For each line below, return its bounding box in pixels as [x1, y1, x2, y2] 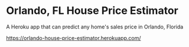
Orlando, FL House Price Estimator [6, 4, 178, 17]
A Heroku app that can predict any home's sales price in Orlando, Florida [6, 23, 184, 30]
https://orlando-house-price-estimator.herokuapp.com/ [6, 34, 141, 41]
